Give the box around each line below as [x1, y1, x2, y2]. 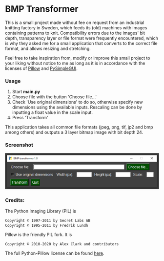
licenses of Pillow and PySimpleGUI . [5, 65, 78, 71]
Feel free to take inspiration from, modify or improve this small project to [5, 55, 150, 61]
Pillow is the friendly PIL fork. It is [5, 231, 72, 238]
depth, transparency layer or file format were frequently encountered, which [5, 35, 159, 41]
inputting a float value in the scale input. [12, 109, 93, 115]
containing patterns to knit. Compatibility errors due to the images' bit [5, 30, 145, 36]
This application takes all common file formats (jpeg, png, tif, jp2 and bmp [5, 124, 153, 130]
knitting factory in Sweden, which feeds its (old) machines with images [5, 24, 147, 30]
